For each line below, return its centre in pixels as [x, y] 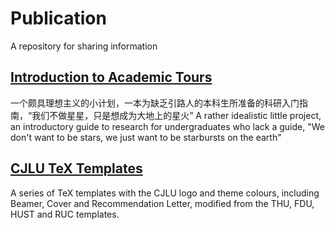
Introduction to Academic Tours [111, 77]
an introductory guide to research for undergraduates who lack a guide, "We [167, 126]
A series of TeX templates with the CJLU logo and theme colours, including [165, 193]
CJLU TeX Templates [76, 168]
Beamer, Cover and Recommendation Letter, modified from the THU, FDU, [162, 203]
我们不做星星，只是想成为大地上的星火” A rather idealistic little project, [176, 115]
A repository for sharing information [84, 46]
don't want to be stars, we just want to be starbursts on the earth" [146, 137]
